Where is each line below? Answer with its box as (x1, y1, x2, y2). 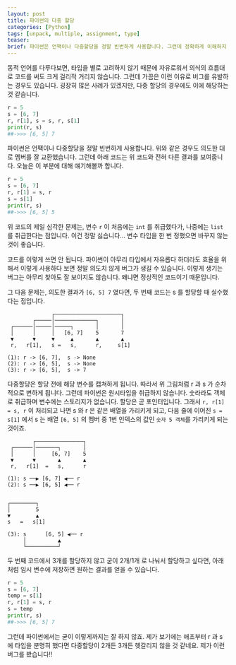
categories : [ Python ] (7, 23, 71, 30)
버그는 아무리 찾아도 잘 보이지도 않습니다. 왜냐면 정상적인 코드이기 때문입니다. (7, 273, 220, 281)
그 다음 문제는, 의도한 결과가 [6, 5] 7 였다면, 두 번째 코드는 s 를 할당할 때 (7, 288, 210, 296)
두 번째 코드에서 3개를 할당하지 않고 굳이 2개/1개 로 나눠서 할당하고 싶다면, (7, 556, 211, 565)
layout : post (7, 10, 46, 18)
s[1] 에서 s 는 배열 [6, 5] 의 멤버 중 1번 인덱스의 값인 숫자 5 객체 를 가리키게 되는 (7, 415, 229, 423)
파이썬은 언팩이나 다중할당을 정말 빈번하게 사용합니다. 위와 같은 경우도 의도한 (7, 144, 218, 153)
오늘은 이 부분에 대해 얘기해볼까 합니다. (16, 162, 124, 170)
